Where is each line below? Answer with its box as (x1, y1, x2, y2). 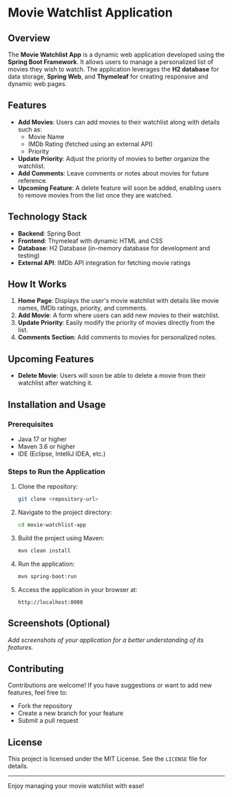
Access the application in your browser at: (17, 585, 138, 593)
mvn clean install (17, 547, 71, 554)
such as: (17, 125, 42, 134)
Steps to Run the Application (8, 467, 105, 476)
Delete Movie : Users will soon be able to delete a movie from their (17, 372, 206, 380)
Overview (8, 32, 51, 44)
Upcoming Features (8, 353, 94, 365)
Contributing (8, 663, 64, 674)
